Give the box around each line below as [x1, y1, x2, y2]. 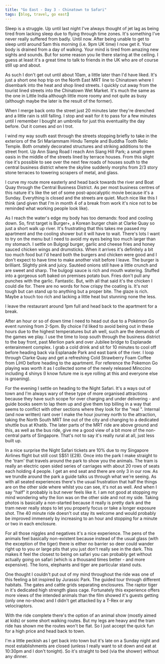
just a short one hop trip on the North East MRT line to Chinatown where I [5, 77, 154, 83]
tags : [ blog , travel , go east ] [5, 12, 69, 17]
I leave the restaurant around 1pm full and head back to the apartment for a [5, 303, 158, 309]
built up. [5, 437, 22, 443]
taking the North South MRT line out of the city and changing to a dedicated [5, 417, 159, 423]
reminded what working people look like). [5, 205, 89, 211]
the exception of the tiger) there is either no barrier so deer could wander [5, 541, 154, 547]
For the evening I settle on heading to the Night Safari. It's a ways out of [5, 385, 151, 391]
